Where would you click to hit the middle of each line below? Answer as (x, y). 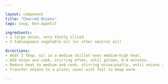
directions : (17, 51)
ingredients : (19, 32)
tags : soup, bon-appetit (31, 23)
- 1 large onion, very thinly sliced (44, 37)
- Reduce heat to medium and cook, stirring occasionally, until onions (82, 65)
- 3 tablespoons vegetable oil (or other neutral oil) (63, 42)
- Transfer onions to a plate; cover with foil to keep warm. (71, 69)
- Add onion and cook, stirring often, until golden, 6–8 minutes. (77, 60)
